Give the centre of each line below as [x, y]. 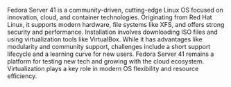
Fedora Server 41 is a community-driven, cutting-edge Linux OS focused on [115, 10]
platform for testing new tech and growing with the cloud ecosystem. [106, 61]
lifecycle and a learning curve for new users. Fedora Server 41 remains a [111, 54]
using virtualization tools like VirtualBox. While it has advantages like [105, 39]
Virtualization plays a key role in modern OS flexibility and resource [103, 69]
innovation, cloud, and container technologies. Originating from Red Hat [110, 17]
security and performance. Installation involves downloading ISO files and [112, 32]
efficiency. [22, 76]
